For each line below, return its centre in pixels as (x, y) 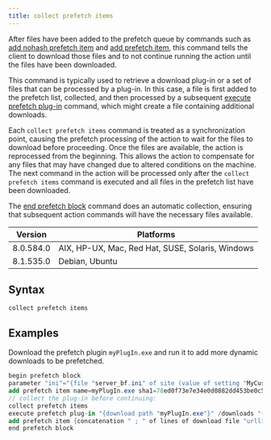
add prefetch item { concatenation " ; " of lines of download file (124, 421)
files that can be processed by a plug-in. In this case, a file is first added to (132, 89)
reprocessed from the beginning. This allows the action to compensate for (131, 156)
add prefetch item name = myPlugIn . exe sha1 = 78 (86, 391)
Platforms (156, 234)
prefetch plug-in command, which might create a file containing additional (131, 106)
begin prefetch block (45, 376)
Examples (33, 333)
